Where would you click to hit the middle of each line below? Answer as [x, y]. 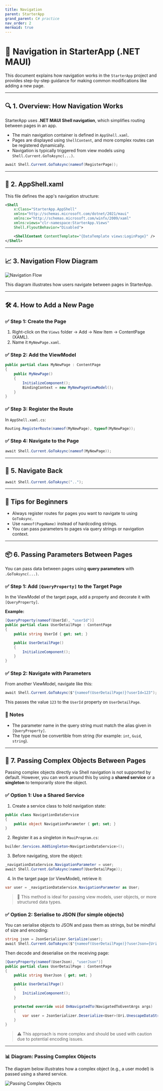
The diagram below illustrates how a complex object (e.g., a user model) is [80, 1069]
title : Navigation [24, 9]
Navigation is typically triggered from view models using [68, 150]
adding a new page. [25, 86]
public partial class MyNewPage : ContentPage [53, 365]
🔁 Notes [15, 715]
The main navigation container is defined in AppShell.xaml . [71, 135]
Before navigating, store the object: [47, 856]
